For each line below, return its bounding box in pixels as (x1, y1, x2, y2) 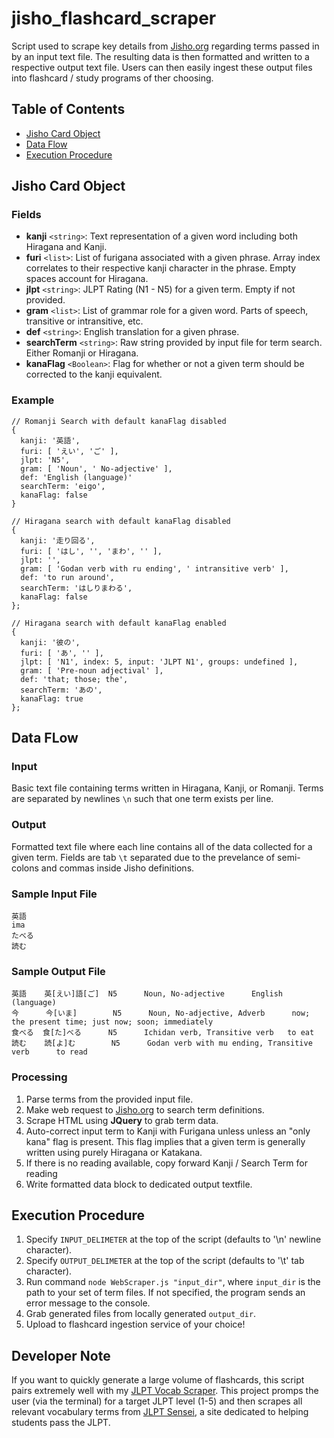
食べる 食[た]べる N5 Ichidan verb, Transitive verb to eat (11, 1028, 315, 1038)
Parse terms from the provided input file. (25, 1093, 194, 1105)
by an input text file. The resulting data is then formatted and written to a (11, 50, 310, 62)
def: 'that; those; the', (20, 674, 129, 684)
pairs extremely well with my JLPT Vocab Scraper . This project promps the (11, 1385, 319, 1397)
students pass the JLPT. (11, 1417, 111, 1429)
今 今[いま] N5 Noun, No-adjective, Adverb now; (11, 1008, 311, 1019)
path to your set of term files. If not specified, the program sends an (25, 1287, 306, 1299)
